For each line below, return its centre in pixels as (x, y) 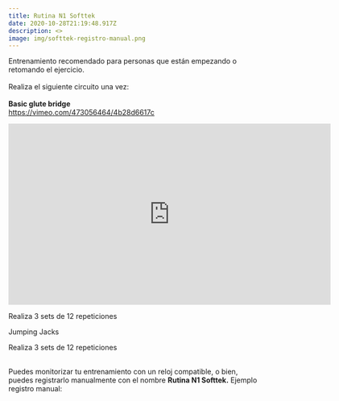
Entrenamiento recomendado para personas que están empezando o (123, 61)
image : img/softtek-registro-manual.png (77, 38)
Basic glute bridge (39, 104)
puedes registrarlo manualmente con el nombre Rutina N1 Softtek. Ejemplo (133, 380)
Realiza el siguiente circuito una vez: (69, 87)
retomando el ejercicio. (46, 70)
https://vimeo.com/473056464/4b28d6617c (82, 113)
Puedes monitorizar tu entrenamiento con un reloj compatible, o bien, (123, 372)
